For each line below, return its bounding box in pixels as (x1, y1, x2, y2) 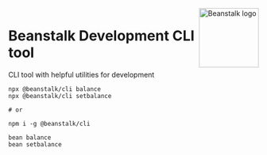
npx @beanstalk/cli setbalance (8, 92, 112, 100)
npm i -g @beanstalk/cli (8, 119, 91, 127)
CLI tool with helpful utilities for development (8, 70, 155, 79)
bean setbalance (8, 140, 62, 149)
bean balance (8, 134, 52, 142)
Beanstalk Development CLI (8, 27, 195, 45)
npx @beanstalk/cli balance (8, 85, 102, 93)
